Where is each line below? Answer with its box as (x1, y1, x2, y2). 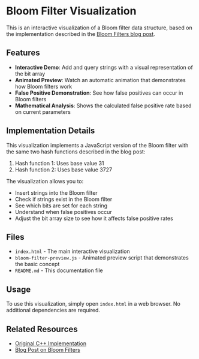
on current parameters (14, 108, 71, 115)
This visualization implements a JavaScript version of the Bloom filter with (6, 141, 189, 149)
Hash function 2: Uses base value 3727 (14, 166, 113, 173)
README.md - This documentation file (14, 267, 103, 274)
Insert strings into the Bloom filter (14, 189, 98, 196)
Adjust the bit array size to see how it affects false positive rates (14, 215, 174, 222)
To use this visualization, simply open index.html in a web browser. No (6, 300, 181, 307)
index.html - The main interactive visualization (14, 248, 130, 255)
